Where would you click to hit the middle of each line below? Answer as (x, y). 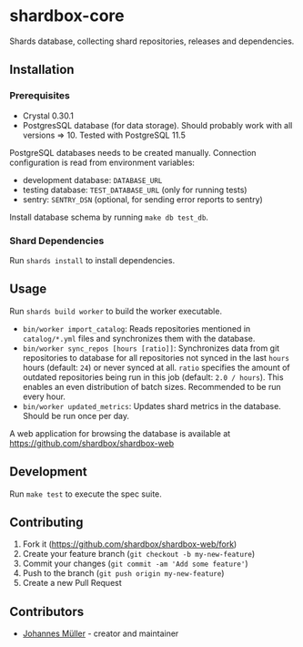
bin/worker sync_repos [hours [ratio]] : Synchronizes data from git (151, 348)
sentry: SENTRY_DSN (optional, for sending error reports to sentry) (143, 199)
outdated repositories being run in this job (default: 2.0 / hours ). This (153, 377)
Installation (42, 70)
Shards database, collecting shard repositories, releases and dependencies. (152, 41)
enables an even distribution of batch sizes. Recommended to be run (152, 386)
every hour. (44, 396)
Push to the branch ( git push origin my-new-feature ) (123, 573)
